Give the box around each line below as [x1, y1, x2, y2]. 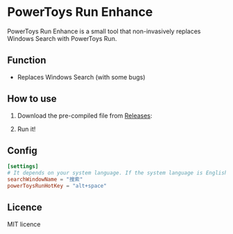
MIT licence [7, 219, 41, 228]
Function [7, 55, 46, 66]
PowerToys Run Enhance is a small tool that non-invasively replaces [7, 27, 201, 35]
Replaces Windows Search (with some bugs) [17, 73, 146, 81]
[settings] [7, 163, 39, 170]
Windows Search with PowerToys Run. [7, 34, 117, 42]
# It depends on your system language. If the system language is [7, 170, 203, 177]
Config [7, 145, 37, 156]
